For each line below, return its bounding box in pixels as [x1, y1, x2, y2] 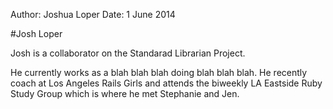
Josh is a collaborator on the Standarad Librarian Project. [10, 47, 246, 59]
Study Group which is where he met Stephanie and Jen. [10, 88, 240, 99]
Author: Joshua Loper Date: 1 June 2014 [10, 9, 176, 20]
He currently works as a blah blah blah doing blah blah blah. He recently [10, 67, 308, 78]
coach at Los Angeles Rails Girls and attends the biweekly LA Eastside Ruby [10, 77, 323, 89]
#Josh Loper [10, 28, 63, 39]
